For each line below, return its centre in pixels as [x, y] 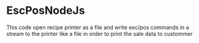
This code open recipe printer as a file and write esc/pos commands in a [98, 27]
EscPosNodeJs [46, 11]
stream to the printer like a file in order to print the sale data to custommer [99, 33]
